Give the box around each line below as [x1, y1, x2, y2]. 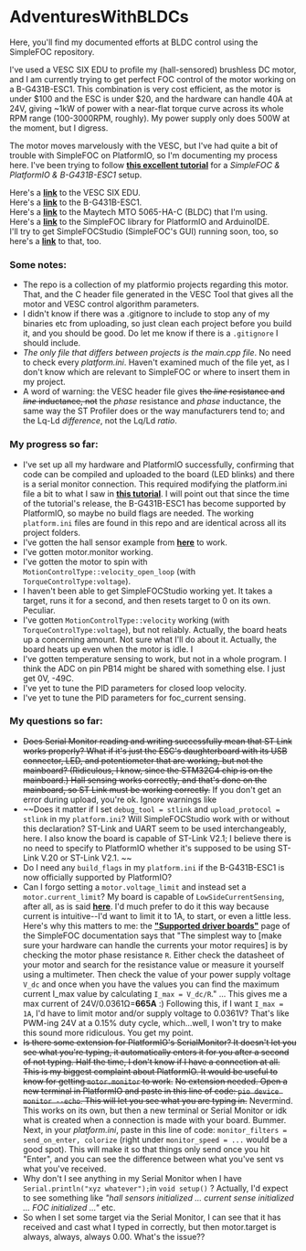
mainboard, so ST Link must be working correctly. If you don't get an [22, 784, 281, 795]
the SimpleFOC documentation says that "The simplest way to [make [22, 930, 282, 941]
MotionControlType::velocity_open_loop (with [22, 565, 196, 577]
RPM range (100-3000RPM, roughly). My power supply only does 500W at [9, 112, 290, 123]
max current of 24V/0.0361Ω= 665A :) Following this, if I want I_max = [22, 998, 284, 1009]
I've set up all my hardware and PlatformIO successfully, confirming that [22, 459, 294, 470]
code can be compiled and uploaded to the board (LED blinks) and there [22, 468, 295, 479]
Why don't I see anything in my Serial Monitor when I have [22, 1172, 242, 1183]
